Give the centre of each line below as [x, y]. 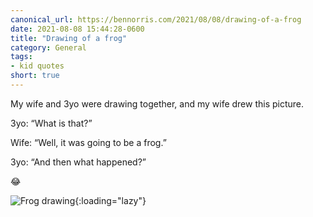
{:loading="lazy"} [110, 200]
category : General [48, 47]
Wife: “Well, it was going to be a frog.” [88, 142]
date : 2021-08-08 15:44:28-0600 [77, 29]
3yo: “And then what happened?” [78, 162]
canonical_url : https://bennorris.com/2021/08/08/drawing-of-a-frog [156, 19]
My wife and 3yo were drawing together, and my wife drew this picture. [157, 103]
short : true [35, 76]
